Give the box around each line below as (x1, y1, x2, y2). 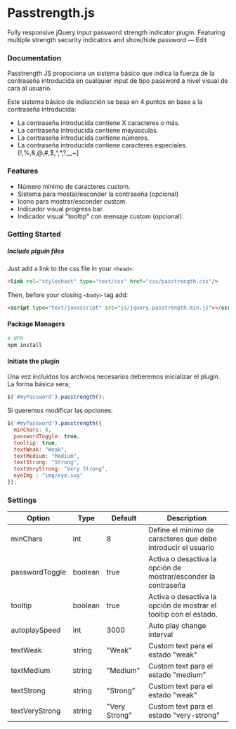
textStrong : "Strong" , (13, 459, 80, 466)
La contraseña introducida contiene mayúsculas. (17, 126, 159, 135)
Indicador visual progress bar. (17, 204, 104, 213)
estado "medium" (148, 670, 206, 680)
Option (27, 513, 51, 523)
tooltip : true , (13, 439, 58, 447)
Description (166, 513, 207, 523)
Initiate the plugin (7, 357, 60, 365)
